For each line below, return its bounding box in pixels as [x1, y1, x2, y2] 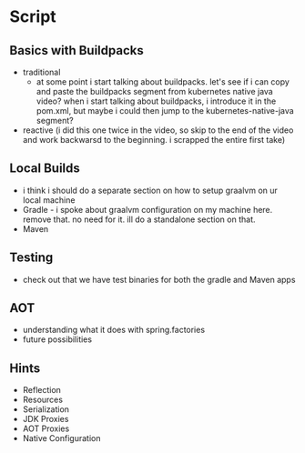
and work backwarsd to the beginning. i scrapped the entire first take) [22, 135, 285, 145]
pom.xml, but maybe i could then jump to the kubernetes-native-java [36, 106, 294, 116]
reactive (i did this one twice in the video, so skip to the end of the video [22, 125, 294, 136]
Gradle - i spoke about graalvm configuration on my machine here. [22, 204, 273, 215]
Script [9, 6, 56, 27]
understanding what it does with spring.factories [22, 325, 206, 336]
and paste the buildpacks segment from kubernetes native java [36, 86, 273, 96]
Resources [22, 394, 64, 406]
